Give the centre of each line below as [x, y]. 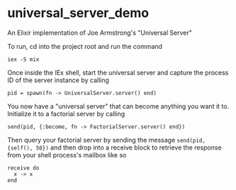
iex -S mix [23, 59]
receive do [23, 168]
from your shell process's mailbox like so [67, 155]
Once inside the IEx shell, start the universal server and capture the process [118, 72]
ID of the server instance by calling [58, 80]
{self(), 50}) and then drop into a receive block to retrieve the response [114, 147]
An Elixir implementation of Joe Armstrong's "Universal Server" [100, 33]
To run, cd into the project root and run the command [85, 46]
